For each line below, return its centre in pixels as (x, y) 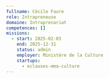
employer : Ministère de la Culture (60, 55)
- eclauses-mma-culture (51, 66)
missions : (18, 33)
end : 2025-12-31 (37, 45)
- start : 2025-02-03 (36, 39)
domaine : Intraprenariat (36, 22)
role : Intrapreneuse (31, 17)
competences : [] (26, 28)
